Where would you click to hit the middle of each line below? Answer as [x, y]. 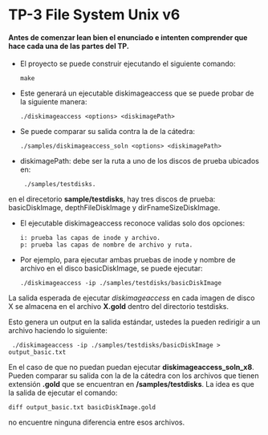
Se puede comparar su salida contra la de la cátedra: [107, 132]
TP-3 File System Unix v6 [94, 15]
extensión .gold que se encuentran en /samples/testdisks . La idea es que [131, 384]
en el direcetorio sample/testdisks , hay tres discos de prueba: [112, 199]
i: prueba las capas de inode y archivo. [90, 238]
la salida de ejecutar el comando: [63, 393]
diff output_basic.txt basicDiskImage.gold [82, 408]
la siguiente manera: [53, 102]
